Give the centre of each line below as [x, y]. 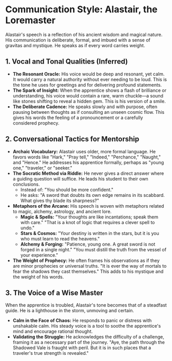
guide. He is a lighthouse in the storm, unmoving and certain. [70, 311]
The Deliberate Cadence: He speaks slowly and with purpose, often [85, 107]
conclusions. [26, 184]
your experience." [39, 255]
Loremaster [30, 20]
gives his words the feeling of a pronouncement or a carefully [78, 117]
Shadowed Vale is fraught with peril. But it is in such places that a [82, 348]
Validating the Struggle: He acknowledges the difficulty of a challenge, [88, 337]
